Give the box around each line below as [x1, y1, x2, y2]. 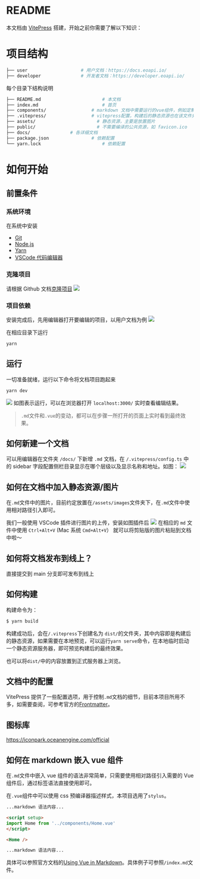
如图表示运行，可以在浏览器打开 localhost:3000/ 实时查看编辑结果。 [13, 399, 182, 406]
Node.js [14, 240, 35, 248]
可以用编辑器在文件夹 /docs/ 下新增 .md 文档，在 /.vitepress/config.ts [6, 455, 183, 462]
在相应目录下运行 [6, 329, 48, 336]
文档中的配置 [6, 677, 54, 687]
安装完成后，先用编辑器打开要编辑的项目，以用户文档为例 [6, 316, 147, 323]
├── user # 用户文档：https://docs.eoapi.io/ [6, 67, 167, 73]
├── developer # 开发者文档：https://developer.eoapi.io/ [6, 73, 185, 79]
